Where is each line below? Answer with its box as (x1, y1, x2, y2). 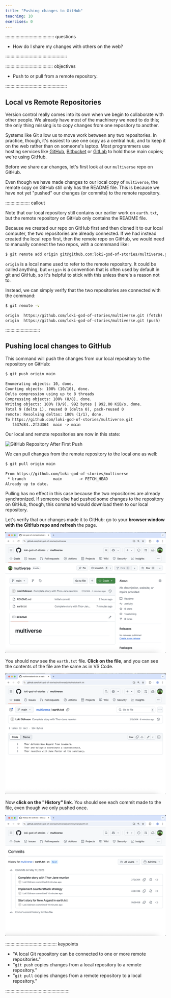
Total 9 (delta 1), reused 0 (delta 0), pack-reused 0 (5, 406, 124, 412)
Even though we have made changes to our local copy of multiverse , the (5, 179, 158, 185)
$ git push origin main (5, 371, 56, 376)
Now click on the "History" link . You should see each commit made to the (5, 799, 161, 806)
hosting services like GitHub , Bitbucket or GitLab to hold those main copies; (5, 149, 164, 155)
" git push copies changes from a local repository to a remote (12, 961, 141, 967)
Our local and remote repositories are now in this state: (5, 431, 121, 437)
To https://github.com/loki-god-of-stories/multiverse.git (5, 417, 133, 422)
